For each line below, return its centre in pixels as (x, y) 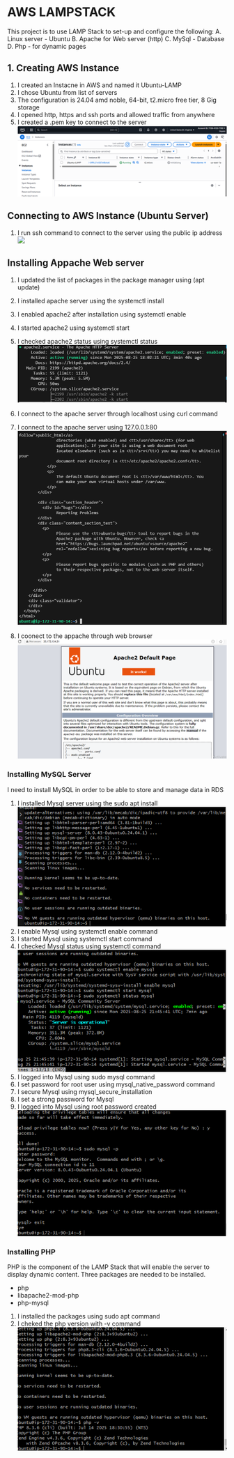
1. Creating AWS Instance (63, 68)
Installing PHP (31, 1252)
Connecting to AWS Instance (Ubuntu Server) (108, 216)
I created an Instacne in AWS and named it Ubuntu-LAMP (100, 85)
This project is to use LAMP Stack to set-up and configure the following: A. (114, 31)
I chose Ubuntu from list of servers (67, 92)
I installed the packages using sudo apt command (88, 1316)
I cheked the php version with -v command (79, 1324)
